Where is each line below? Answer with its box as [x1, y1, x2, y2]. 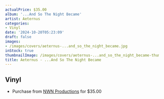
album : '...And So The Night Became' [5, 12, 82, 17]
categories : [5, 21, 29, 26]
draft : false [5, 35, 32, 40]
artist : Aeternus [5, 16, 41, 21]
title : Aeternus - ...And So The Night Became [5, 57, 102, 62]
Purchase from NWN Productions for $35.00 [12, 89, 102, 95]
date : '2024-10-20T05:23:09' [5, 30, 64, 35]
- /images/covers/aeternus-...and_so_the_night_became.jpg [5, 44, 128, 49]
